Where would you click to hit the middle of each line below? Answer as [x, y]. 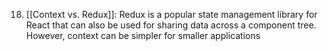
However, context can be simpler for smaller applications [143, 35]
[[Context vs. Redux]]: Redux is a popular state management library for [171, 14]
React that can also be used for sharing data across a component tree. [171, 25]
